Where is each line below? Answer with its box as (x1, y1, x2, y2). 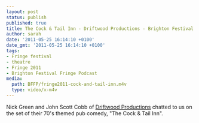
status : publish (6, 14, 47, 20)
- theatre (6, 59, 31, 65)
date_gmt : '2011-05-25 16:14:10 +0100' (6, 43, 106, 49)
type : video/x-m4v (11, 87, 58, 93)
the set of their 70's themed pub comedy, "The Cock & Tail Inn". (6, 109, 163, 117)
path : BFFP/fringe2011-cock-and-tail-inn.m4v (11, 82, 127, 88)
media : (6, 76, 23, 82)
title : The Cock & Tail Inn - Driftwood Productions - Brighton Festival (6, 25, 194, 32)
